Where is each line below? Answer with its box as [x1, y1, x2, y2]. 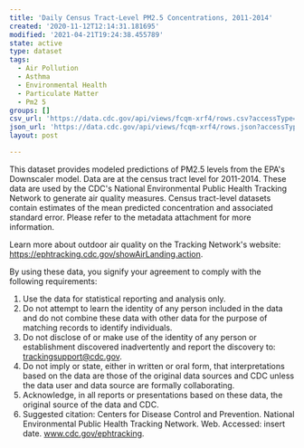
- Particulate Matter [17, 89, 100, 98]
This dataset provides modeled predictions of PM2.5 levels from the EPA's [9, 164, 285, 175]
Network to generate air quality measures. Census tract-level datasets [9, 192, 271, 204]
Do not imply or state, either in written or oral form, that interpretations [22, 360, 285, 371]
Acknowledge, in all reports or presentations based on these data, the [22, 389, 283, 400]
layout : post [9, 131, 59, 140]
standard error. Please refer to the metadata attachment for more [9, 212, 252, 223]
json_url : [9, 123, 47, 132]
